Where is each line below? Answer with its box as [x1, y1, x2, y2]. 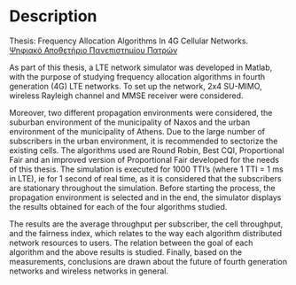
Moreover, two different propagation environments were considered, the [9, 107, 273, 118]
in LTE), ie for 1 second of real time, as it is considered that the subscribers [9, 173, 282, 183]
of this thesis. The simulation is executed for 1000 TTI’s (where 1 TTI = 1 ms [9, 164, 284, 174]
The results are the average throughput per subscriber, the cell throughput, [9, 219, 284, 229]
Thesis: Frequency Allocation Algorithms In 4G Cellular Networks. [9, 35, 249, 46]
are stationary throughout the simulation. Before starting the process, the [9, 182, 277, 193]
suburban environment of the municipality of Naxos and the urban [9, 117, 251, 127]
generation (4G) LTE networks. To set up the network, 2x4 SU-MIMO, [9, 81, 263, 91]
